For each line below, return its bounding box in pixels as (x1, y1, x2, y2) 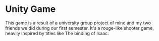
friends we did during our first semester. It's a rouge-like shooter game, (5, 25, 154, 31)
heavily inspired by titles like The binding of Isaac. (5, 30, 110, 36)
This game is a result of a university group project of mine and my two (5, 20, 151, 26)
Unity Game (5, 3, 56, 15)
